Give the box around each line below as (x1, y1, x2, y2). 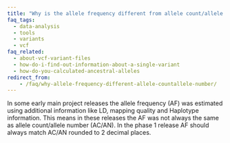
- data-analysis (13, 23, 60, 30)
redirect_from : (7, 74, 51, 81)
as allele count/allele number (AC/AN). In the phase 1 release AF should (7, 121, 209, 129)
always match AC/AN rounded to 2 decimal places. (7, 129, 151, 137)
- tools (13, 29, 36, 36)
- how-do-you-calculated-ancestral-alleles (13, 67, 140, 74)
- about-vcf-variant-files (13, 55, 91, 62)
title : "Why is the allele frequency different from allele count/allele (7, 10, 224, 17)
